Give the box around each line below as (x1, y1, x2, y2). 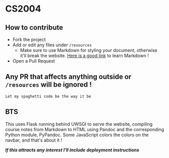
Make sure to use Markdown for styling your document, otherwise (20, 47, 157, 53)
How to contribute (5, 23, 64, 32)
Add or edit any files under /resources (12, 42, 92, 48)
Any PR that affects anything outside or (5, 73, 132, 81)
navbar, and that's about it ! (5, 137, 62, 143)
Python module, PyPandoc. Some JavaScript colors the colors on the (5, 132, 149, 138)
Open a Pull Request (12, 58, 55, 64)
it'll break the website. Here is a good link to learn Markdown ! (20, 52, 149, 59)
